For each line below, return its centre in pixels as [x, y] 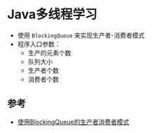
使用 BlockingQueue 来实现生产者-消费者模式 [81, 35]
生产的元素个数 [49, 53]
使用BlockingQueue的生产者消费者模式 [73, 122]
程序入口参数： [39, 44]
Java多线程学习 [52, 14]
